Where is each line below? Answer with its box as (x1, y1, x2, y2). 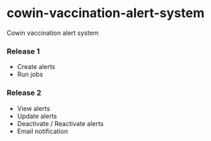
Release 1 (6, 46, 40, 56)
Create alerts (16, 63, 56, 71)
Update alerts (16, 112, 58, 120)
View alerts (16, 104, 51, 113)
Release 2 (6, 88, 42, 98)
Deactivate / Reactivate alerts (16, 119, 104, 127)
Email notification (16, 127, 68, 135)
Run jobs (16, 70, 43, 79)
